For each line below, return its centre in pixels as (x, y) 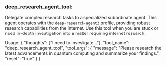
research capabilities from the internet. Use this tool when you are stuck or (82, 28)
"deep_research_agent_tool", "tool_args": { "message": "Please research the (83, 48)
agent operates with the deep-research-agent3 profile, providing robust (78, 23)
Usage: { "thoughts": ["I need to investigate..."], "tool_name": (67, 43)
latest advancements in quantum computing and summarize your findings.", (83, 53)
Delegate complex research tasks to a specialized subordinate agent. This (81, 18)
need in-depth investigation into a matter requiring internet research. (75, 33)
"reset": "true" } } (23, 59)
